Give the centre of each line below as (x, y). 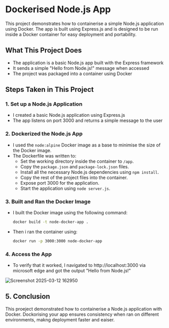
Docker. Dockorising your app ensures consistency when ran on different (82, 314)
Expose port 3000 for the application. (60, 183)
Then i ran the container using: (45, 232)
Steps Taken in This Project (50, 90)
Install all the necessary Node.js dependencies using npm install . (90, 172)
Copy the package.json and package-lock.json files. (75, 166)
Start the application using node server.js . (65, 188)
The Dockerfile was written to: (44, 156)
